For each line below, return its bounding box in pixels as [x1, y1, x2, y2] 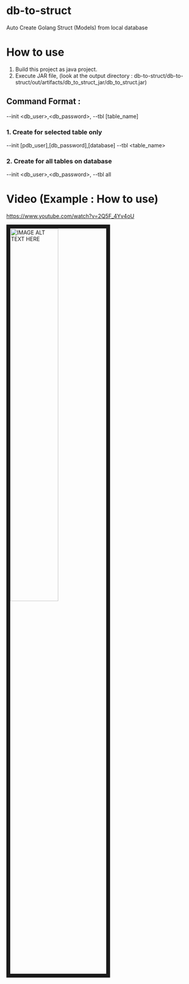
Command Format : [6, 96, 81, 107]
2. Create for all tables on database [6, 157, 112, 165]
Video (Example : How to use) [6, 192, 159, 206]
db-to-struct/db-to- [134, 72, 184, 80]
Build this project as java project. [15, 65, 98, 73]
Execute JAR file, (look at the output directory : [15, 72, 133, 80]
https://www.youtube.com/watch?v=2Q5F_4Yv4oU [6, 212, 135, 220]
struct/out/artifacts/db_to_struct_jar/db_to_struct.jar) [15, 78, 148, 86]
